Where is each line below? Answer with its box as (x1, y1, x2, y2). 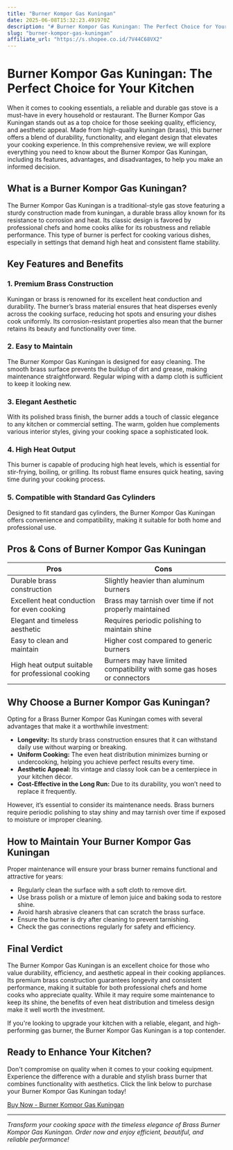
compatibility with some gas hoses (104, 664, 217, 674)
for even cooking (10, 604, 66, 614)
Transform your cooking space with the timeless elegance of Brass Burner (7, 1120, 221, 1128)
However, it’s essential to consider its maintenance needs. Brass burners (7, 801, 215, 809)
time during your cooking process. (7, 475, 105, 483)
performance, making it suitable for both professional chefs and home (7, 983, 207, 992)
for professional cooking (10, 668, 90, 678)
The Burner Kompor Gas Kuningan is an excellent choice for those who (7, 961, 210, 969)
